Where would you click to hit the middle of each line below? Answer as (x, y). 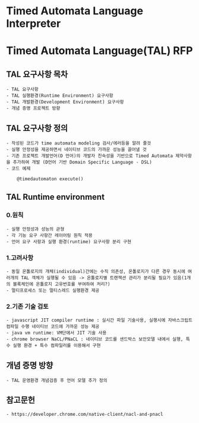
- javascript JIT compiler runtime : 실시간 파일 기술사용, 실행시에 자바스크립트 (99, 320)
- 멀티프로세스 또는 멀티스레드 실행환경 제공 (53, 290)
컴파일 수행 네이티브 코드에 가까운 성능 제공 (53, 327)
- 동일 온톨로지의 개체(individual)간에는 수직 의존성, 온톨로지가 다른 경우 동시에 (96, 271)
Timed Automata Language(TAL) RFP (99, 51)
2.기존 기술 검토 (27, 306)
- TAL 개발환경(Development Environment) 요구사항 (65, 102)
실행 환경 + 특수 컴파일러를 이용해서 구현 (57, 346)
